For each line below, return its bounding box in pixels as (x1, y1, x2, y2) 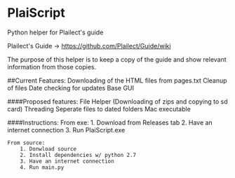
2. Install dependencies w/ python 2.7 (20, 151, 137, 158)
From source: (7, 139, 46, 146)
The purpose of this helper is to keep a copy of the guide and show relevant (7, 55, 227, 64)
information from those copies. (7, 62, 97, 71)
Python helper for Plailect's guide (7, 28, 104, 36)
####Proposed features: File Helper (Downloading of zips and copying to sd (7, 97, 228, 106)
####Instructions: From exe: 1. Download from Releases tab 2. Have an (7, 118, 213, 127)
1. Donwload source (20, 145, 77, 152)
